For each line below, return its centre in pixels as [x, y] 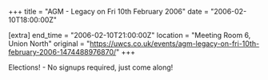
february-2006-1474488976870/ [62, 52]
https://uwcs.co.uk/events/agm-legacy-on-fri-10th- [174, 44]
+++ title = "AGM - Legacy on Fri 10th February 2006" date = [109, 11]
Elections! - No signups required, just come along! [91, 67]
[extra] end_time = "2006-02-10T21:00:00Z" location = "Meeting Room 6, [130, 35]
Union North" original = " [49, 44]
